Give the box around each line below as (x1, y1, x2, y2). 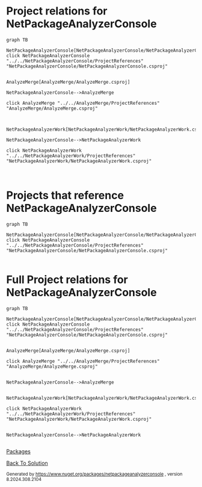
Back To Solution (6, 459, 48, 467)
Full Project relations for (6, 273, 128, 287)
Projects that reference (6, 188, 124, 202)
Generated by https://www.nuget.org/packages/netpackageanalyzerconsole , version (6, 471, 183, 477)
